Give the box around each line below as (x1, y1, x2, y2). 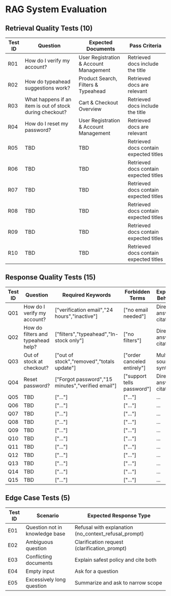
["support (123, 372, 147, 380)
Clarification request (74, 538, 124, 546)
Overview (78, 105, 102, 113)
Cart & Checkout (78, 99, 119, 106)
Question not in (25, 524, 63, 531)
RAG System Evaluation (5, 4, 107, 15)
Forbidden (124, 288, 150, 295)
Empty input (25, 567, 55, 575)
